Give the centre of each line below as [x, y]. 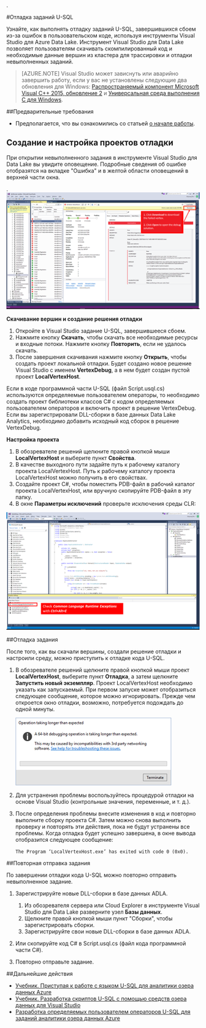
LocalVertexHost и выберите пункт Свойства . [75, 458]
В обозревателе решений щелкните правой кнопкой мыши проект [102, 670]
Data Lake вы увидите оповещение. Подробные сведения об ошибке [97, 164]
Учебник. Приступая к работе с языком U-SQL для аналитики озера [105, 986]
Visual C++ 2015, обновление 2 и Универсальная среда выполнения [110, 93]
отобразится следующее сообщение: [64, 839]
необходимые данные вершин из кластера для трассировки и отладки [99, 55]
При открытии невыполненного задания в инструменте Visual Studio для [102, 157]
